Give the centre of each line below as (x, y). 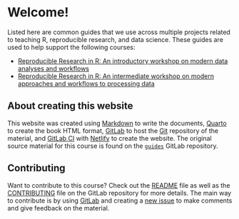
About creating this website (70, 106)
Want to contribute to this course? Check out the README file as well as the (119, 185)
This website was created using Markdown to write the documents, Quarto (117, 123)
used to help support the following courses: (71, 47)
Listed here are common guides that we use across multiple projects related (119, 32)
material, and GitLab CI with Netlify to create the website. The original (110, 138)
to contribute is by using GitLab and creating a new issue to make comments (120, 201)
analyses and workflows (53, 68)
